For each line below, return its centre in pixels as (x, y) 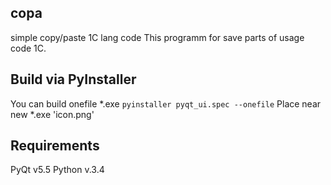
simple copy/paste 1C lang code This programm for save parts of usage (157, 37)
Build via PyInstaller (73, 79)
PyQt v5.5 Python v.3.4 (57, 170)
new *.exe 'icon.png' (52, 114)
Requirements (55, 146)
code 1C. (28, 48)
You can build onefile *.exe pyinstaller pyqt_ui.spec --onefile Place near (166, 103)
